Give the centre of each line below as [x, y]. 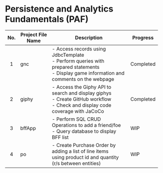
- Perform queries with [78, 61]
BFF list [60, 137]
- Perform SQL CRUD [76, 119]
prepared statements [75, 67]
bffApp [28, 128]
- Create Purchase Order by [84, 145]
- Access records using [79, 48]
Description [89, 37]
